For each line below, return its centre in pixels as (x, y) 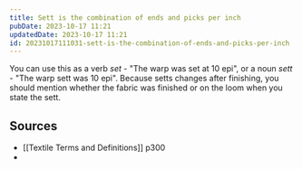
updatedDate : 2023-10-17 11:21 (68, 34)
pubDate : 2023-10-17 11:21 (60, 26)
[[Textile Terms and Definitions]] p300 (94, 148)
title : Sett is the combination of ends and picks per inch (126, 18)
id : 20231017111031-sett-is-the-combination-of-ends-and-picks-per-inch (150, 43)
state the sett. (35, 98)
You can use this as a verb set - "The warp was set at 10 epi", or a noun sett (151, 69)
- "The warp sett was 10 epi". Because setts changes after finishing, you (144, 79)
